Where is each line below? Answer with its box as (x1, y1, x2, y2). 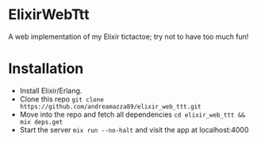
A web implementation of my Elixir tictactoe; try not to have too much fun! (8, 32, 249, 41)
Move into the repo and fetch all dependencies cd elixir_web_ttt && (19, 109, 246, 119)
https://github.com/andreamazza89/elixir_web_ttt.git (19, 102, 201, 110)
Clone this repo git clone (19, 94, 105, 104)
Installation (8, 59, 84, 78)
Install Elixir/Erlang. (19, 86, 82, 95)
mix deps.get (19, 117, 63, 126)
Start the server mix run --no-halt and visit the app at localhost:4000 (19, 125, 249, 134)
